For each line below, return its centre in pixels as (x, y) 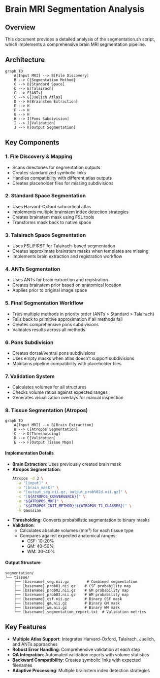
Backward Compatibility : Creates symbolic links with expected (77, 660)
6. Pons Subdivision (29, 342)
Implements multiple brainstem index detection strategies (70, 212)
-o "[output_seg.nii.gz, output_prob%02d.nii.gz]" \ (72, 492)
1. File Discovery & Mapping (39, 156)
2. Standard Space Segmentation (46, 196)
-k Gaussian (29, 510)
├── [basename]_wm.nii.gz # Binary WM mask (67, 607)
